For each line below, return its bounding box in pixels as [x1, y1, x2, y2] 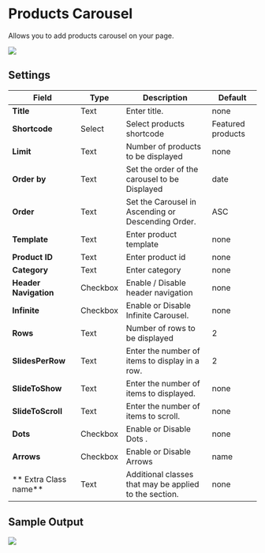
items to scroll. [125, 410, 180, 421]
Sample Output [8, 515, 84, 529]
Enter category [125, 264, 181, 275]
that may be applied [125, 479, 200, 490]
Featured [211, 118, 246, 129]
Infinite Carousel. [125, 310, 189, 321]
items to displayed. [125, 388, 196, 399]
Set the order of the [125, 164, 199, 175]
